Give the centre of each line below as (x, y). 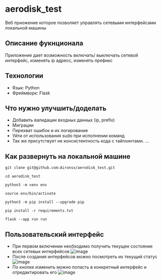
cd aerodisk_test (23, 176)
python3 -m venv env (26, 185)
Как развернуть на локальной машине (68, 156)
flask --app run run (26, 220)
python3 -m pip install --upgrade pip (45, 202)
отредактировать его (35, 272)
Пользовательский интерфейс (54, 234)
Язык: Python (26, 87)
